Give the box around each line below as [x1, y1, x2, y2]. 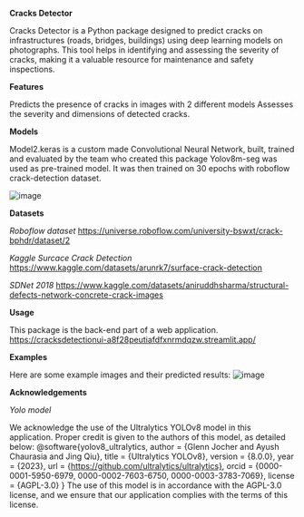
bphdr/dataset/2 [9, 235, 71, 246]
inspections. [9, 63, 55, 74]
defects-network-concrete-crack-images [9, 289, 163, 300]
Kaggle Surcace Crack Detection [9, 253, 132, 263]
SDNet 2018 [9, 280, 54, 290]
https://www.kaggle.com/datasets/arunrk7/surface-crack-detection [9, 262, 263, 273]
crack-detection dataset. [9, 172, 102, 183]
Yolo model [9, 405, 52, 415]
